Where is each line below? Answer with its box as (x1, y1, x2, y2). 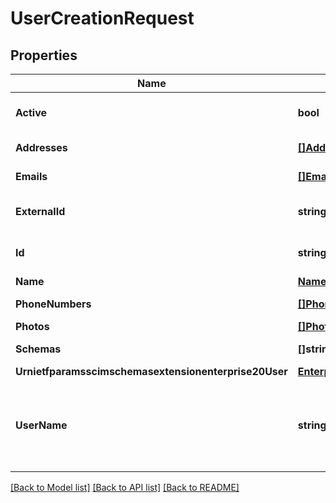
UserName (15, 418, 68, 432)
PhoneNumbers (15, 297, 92, 311)
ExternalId (15, 205, 66, 218)
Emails (15, 170, 48, 183)
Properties (10, 47, 78, 64)
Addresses (15, 141, 68, 154)
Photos (15, 320, 50, 333)
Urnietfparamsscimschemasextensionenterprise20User (15, 365, 288, 378)
